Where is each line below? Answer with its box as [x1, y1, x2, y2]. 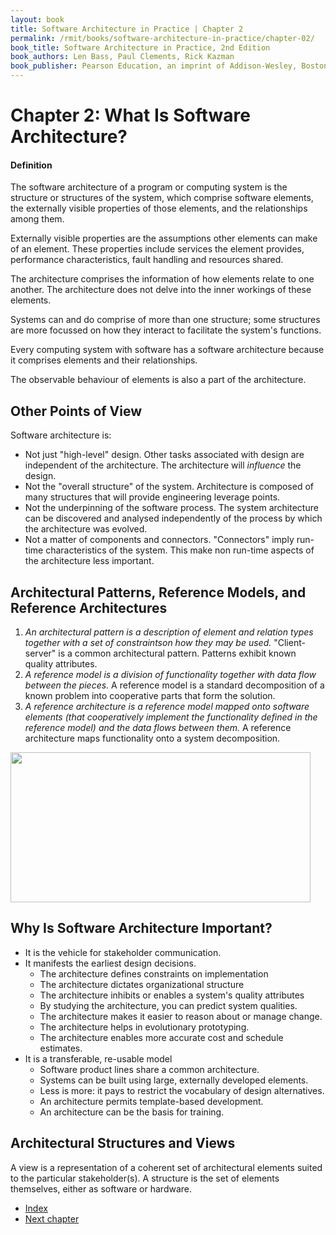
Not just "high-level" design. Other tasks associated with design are [24, 449, 305, 461]
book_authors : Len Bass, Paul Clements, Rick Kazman [10, 52, 235, 62]
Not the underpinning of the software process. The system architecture [24, 502, 319, 514]
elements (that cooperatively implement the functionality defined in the [24, 711, 318, 723]
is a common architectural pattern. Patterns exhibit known [58, 647, 297, 660]
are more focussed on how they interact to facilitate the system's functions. [10, 324, 322, 336]
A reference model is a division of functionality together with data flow [24, 669, 317, 681]
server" [24, 647, 57, 660]
